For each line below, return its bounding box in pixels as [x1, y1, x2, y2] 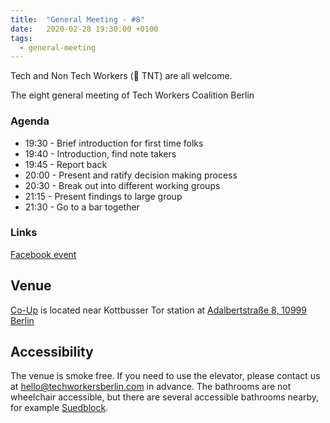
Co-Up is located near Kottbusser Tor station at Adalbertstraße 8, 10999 [10, 304, 307, 316]
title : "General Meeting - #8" [10, 14, 145, 25]
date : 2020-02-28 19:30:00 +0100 [10, 24, 159, 34]
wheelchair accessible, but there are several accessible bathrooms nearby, [10, 391, 320, 403]
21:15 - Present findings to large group [24, 190, 183, 202]
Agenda [10, 114, 50, 128]
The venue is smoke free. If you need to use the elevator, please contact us [10, 370, 321, 382]
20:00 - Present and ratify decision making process [24, 169, 238, 181]
